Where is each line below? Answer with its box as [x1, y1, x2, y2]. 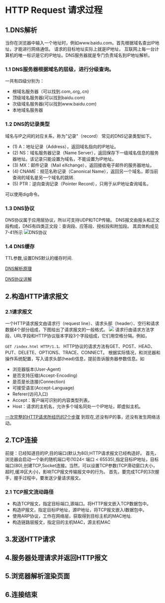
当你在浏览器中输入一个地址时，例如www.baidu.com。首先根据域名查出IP [5, 40, 155, 46]
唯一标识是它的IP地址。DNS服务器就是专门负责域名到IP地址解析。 [18, 53, 153, 58]
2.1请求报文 [5, 308, 32, 315]
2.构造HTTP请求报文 [5, 292, 68, 300]
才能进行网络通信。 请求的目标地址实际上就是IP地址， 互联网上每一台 [13, 46, 155, 52]
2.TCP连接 [5, 436, 38, 444]
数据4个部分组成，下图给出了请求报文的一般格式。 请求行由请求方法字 [5, 327, 155, 332]
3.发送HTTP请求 [5, 535, 55, 544]
